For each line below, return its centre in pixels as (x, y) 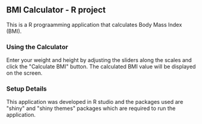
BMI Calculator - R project (56, 10)
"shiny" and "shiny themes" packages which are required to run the (91, 108)
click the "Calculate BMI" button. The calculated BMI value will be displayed (101, 67)
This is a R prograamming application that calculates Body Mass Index (94, 24)
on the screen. (24, 73)
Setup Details (26, 89)
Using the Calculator (37, 47)
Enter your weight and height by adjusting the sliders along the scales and (99, 60)
